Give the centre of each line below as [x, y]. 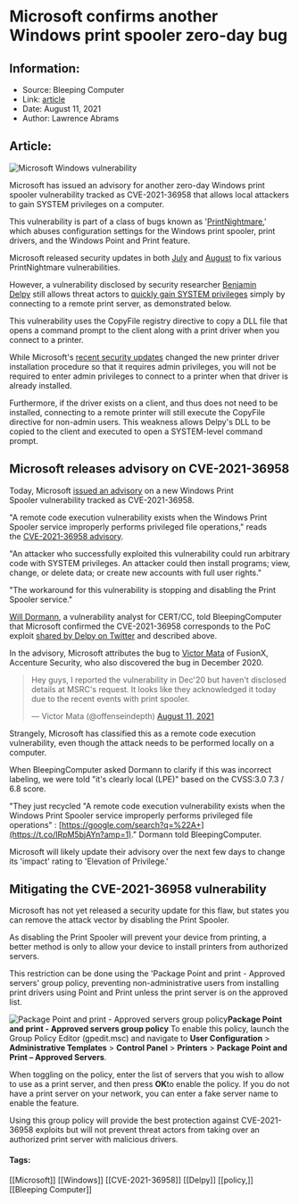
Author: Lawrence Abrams [71, 118]
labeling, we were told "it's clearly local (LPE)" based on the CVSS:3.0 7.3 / [146, 779]
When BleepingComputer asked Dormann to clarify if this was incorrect [141, 769]
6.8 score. [28, 789]
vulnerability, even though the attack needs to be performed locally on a [142, 742]
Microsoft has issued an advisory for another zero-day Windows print [137, 185]
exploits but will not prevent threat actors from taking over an [148, 1130]
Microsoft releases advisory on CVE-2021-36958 [149, 469]
